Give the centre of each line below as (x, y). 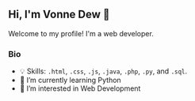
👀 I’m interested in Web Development (80, 88)
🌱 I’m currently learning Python (70, 80)
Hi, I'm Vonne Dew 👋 (59, 15)
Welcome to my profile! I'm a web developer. (81, 33)
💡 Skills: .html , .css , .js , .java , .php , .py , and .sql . (103, 71)
